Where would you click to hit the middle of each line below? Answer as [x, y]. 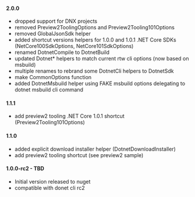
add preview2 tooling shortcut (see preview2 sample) [79, 155]
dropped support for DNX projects [56, 21]
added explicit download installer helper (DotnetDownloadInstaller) [95, 149]
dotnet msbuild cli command [49, 90]
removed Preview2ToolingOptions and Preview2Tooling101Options [94, 28]
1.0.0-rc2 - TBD [25, 169]
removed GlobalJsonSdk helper [52, 34]
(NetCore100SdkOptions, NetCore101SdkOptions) [74, 46]
